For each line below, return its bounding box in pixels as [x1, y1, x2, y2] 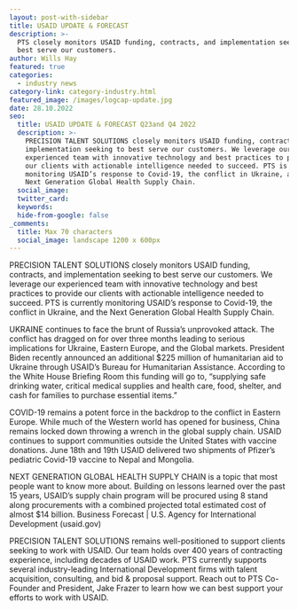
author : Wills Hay [9, 54, 77, 63]
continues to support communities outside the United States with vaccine [9, 435, 278, 446]
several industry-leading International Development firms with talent [9, 564, 258, 575]
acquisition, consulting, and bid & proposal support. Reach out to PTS [9, 574, 263, 584]
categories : [9, 71, 53, 80]
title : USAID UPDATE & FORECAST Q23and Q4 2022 [17, 121, 197, 129]
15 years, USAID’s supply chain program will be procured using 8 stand [9, 490, 269, 501]
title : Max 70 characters [17, 227, 114, 236]
